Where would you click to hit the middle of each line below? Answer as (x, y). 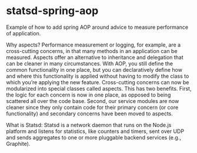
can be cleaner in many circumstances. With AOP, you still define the (90, 64)
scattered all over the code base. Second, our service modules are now (93, 101)
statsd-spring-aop (52, 11)
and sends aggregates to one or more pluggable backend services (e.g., (94, 137)
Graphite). (18, 144)
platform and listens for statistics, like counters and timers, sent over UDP (95, 131)
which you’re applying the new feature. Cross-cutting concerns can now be (98, 82)
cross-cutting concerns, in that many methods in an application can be (92, 51)
